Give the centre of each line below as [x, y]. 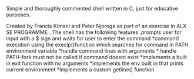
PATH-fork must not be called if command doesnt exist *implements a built [96, 57]
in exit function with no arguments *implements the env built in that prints [95, 63]
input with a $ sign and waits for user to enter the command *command [93, 38]
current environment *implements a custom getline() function [80, 69]
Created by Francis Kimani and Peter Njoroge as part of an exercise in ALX [96, 26]
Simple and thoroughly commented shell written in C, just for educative [92, 8]
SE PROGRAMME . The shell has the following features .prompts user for [94, 32]
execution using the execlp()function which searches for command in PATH [97, 44]
